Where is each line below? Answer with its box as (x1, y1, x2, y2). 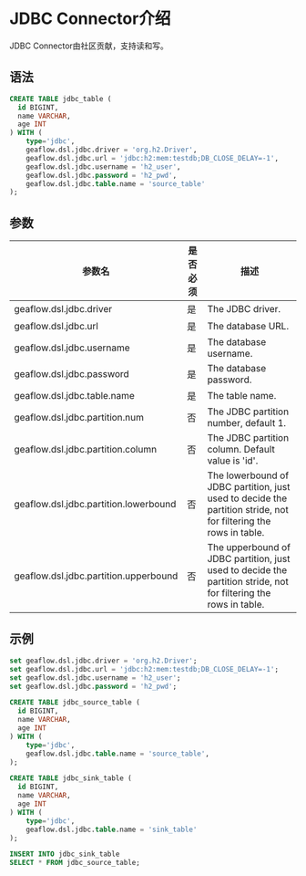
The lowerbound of (207, 469, 290, 482)
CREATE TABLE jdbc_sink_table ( (9, 774, 132, 783)
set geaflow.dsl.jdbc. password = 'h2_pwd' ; (9, 682, 178, 691)
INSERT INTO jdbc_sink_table (9, 850, 120, 859)
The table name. (207, 390, 277, 402)
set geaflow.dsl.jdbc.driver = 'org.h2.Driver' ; (9, 656, 198, 665)
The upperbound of (207, 541, 291, 554)
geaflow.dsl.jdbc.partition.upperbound (14, 569, 178, 582)
